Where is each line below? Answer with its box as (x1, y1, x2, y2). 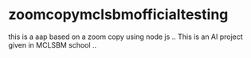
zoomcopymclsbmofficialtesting (8, 6, 229, 24)
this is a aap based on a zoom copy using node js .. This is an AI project (8, 32, 243, 41)
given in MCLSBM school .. (8, 40, 97, 49)
